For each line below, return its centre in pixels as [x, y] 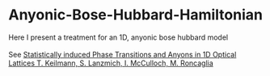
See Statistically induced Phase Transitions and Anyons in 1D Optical [122, 54]
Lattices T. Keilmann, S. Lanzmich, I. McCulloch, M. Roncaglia [111, 63]
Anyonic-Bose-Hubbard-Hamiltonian [135, 15]
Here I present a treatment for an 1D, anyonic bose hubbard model [118, 37]
